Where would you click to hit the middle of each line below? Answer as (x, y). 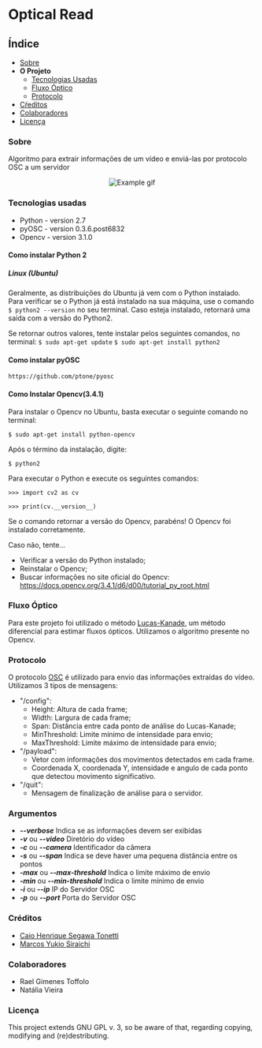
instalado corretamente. (47, 530)
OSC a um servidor (39, 167)
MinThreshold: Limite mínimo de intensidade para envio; (122, 735)
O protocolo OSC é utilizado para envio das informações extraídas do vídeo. (131, 677)
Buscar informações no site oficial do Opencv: (94, 577)
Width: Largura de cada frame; (81, 718)
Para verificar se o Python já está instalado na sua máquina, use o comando (131, 301)
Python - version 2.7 (53, 220)
